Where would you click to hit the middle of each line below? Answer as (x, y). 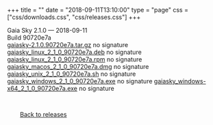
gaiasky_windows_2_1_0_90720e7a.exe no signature (80, 81)
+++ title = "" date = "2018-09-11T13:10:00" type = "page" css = (98, 10)
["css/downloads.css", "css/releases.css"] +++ (74, 17)
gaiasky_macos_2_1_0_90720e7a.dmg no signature (78, 67)
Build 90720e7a (29, 38)
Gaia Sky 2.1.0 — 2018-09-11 (47, 30)
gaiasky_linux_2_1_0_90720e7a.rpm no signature (75, 59)
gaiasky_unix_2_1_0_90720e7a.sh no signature (72, 74)
